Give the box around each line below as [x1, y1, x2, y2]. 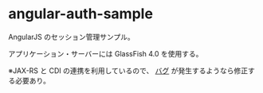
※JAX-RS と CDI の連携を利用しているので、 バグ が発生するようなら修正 [8, 65, 249, 76]
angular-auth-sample [8, 5, 154, 23]
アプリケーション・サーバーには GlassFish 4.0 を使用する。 [8, 48, 203, 58]
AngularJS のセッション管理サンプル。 [8, 32, 135, 41]
